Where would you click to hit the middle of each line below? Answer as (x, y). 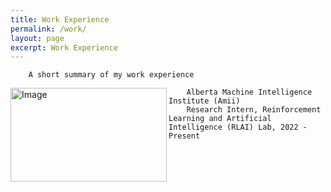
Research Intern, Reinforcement (254, 110)
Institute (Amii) (204, 101)
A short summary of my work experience (111, 75)
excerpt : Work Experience (64, 47)
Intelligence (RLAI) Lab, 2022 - (238, 127)
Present (184, 136)
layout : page (37, 38)
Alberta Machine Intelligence (249, 92)
